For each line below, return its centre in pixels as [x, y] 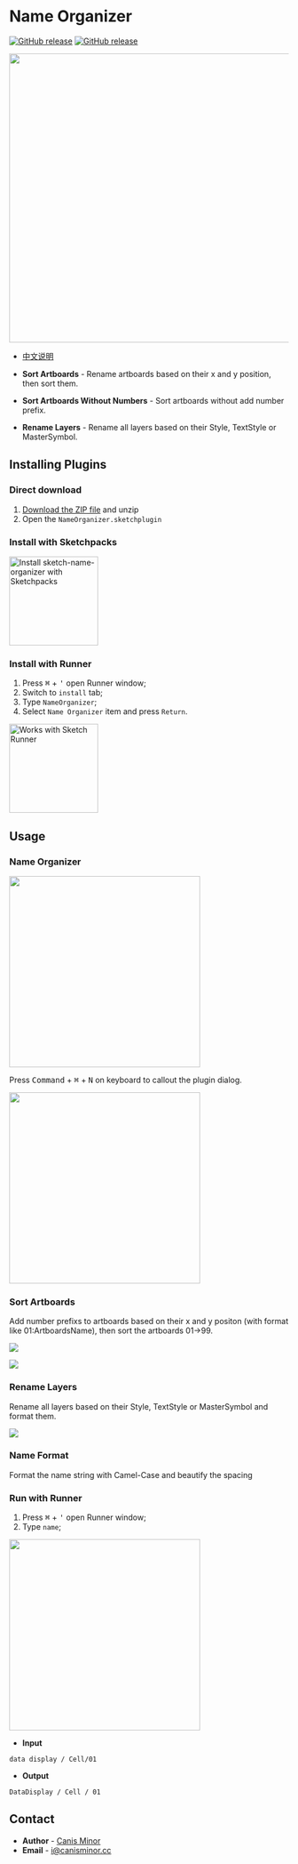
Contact [32, 1819]
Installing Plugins [58, 465]
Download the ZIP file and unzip [80, 510]
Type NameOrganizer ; [59, 702]
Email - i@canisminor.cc [67, 1850]
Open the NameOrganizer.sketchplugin [92, 518]
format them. [33, 1416]
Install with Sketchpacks [63, 542]
